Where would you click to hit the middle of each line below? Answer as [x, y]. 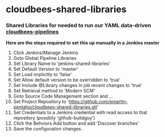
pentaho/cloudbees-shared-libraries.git [55, 107]
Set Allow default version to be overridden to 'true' [67, 80]
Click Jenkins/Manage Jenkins [46, 53]
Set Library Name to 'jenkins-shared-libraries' [62, 64]
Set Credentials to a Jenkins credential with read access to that [80, 112]
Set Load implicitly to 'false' [43, 75]
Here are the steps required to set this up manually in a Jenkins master [83, 43]
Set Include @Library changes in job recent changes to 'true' [78, 85]
